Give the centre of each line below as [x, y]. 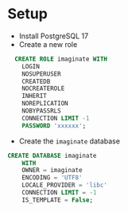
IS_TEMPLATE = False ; [57, 200]
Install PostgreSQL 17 [54, 36]
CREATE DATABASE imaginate [52, 155]
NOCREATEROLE [43, 88]
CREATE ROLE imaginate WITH [61, 59]
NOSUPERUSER [41, 74]
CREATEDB [36, 81]
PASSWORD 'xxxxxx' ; [54, 126]
